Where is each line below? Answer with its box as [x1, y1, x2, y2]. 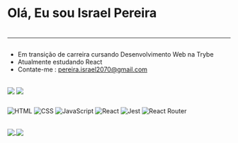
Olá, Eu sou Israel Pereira [7, 5, 157, 21]
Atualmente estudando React [17, 58, 103, 67]
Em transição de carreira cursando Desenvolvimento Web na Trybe [17, 50, 214, 59]
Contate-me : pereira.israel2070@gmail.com [17, 65, 147, 74]
